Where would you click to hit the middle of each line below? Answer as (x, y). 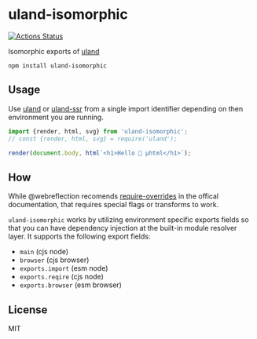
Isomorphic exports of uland (54, 51)
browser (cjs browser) (54, 260)
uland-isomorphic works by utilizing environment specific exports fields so (128, 220)
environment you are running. (56, 117)
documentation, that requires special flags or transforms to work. (114, 205)
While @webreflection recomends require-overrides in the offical (113, 196)
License (28, 310)
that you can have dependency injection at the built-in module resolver (123, 228)
